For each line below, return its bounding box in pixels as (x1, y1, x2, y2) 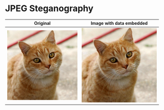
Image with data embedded (90, 20, 148, 26)
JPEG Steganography (5, 3, 94, 14)
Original (34, 20, 51, 26)
